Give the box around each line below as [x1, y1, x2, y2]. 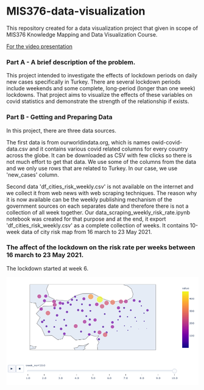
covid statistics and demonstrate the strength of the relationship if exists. [6, 97, 189, 105]
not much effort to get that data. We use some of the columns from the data [6, 158, 197, 165]
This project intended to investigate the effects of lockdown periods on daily [6, 72, 198, 79]
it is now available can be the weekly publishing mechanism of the [6, 196, 172, 203]
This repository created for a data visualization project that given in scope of [6, 24, 199, 32]
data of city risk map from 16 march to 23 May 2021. [21, 228, 152, 235]
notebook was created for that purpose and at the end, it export [6, 215, 166, 222]
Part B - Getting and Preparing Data [6, 113, 113, 121]
